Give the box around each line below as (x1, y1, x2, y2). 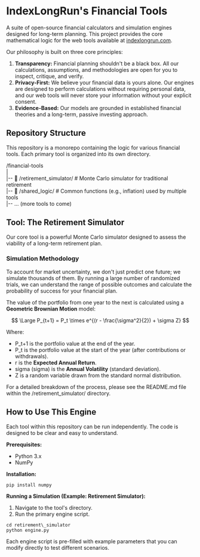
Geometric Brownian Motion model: (6, 305, 96, 312)
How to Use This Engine (6, 407, 97, 417)
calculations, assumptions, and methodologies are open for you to (14, 66, 178, 73)
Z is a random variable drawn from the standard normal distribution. (14, 372, 182, 379)
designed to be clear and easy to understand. (6, 429, 118, 436)
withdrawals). (14, 352, 49, 360)
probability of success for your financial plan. (6, 287, 118, 294)
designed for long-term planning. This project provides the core (6, 30, 163, 37)
